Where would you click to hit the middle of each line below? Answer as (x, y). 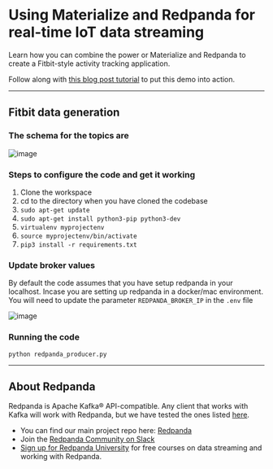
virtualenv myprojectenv (62, 227)
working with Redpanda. (61, 457)
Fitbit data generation (64, 113)
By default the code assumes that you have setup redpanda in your (121, 283)
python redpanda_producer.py (58, 354)
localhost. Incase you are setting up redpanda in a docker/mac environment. (136, 291)
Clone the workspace (56, 192)
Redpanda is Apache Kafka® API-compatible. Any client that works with (128, 406)
